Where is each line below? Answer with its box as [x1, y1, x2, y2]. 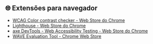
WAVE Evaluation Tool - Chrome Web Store [12, 33, 101, 39]
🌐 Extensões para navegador [5, 4, 97, 12]
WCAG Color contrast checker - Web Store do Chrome [12, 17, 125, 23]
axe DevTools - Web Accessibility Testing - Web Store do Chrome [12, 27, 148, 34]
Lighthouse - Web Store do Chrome [12, 22, 86, 28]
